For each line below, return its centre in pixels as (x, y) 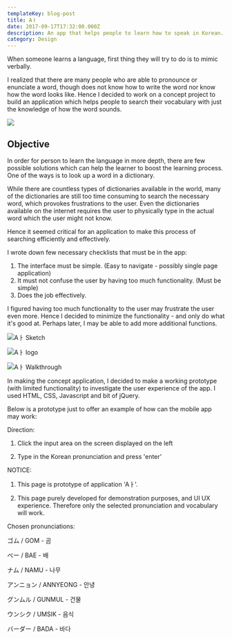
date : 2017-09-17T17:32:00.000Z (54, 26)
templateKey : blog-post (41, 13)
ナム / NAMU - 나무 (34, 570)
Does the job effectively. (52, 295)
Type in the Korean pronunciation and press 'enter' (89, 456)
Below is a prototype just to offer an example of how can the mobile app (109, 408)
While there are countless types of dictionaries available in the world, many (114, 188)
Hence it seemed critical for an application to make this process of (101, 231)
